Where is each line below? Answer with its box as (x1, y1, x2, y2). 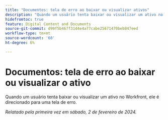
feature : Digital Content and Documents (5, 21, 92, 27)
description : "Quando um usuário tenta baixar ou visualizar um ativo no (5, 12, 163, 17)
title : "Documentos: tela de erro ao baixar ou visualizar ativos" (5, 7, 150, 13)
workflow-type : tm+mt (5, 31, 51, 36)
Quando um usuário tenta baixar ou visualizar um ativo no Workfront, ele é (5, 94, 159, 100)
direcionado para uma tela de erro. (5, 99, 77, 105)
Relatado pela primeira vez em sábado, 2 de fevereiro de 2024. (5, 109, 137, 115)
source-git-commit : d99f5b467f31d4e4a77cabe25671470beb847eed (5, 26, 138, 31)
